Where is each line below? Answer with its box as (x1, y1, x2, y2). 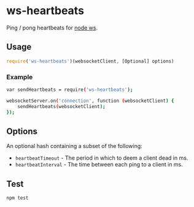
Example (6, 72, 33, 81)
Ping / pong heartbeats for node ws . (6, 24, 98, 31)
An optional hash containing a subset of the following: (6, 143, 142, 150)
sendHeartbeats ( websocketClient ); (17, 103, 106, 109)
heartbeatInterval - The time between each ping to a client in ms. (15, 161, 183, 168)
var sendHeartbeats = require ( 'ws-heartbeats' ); (6, 87, 133, 93)
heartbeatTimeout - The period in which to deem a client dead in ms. (15, 154, 188, 162)
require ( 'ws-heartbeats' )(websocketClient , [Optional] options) (6, 58, 174, 64)
